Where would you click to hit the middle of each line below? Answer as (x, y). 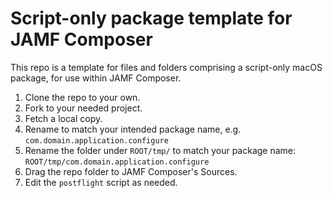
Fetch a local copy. (63, 118)
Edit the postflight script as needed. (101, 182)
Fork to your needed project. (83, 108)
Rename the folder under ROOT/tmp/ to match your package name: (160, 150)
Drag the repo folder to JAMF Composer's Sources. (131, 171)
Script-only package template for (151, 18)
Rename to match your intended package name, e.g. (133, 129)
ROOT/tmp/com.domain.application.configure (117, 162)
